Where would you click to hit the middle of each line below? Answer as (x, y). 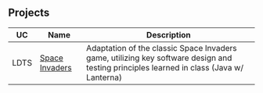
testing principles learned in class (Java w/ (165, 67)
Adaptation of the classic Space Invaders (161, 48)
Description (169, 34)
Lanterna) (104, 77)
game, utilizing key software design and (159, 58)
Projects (29, 13)
